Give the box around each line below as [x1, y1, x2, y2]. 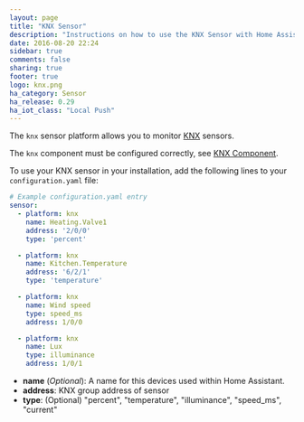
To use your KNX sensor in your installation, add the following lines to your [9, 165, 288, 176]
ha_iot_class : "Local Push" [9, 106, 116, 115]
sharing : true [9, 64, 63, 73]
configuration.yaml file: [9, 175, 99, 186]
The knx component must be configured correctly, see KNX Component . [9, 148, 279, 159]
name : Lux [25, 342, 63, 352]
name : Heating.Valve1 [25, 218, 107, 227]
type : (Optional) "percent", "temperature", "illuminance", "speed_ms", [22, 395, 282, 405]
